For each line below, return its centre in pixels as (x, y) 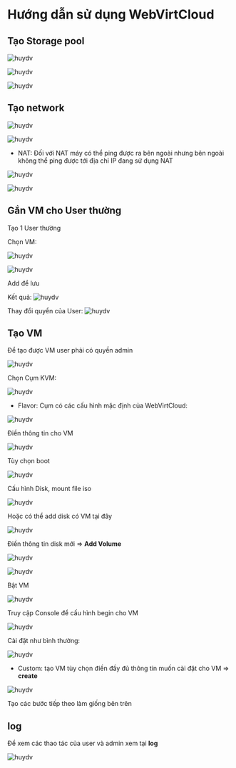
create (27, 676)
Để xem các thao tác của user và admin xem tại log (83, 743)
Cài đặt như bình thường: (44, 641)
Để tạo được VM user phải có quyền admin (70, 350)
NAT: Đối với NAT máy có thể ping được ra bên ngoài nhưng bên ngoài (121, 153)
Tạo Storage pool (46, 41)
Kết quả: (20, 297)
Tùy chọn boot (29, 461)
